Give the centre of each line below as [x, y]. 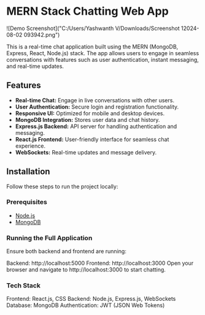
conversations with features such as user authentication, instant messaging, [103, 59]
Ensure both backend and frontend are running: [67, 251]
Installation [28, 172]
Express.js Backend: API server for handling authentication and [96, 126]
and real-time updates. [35, 66]
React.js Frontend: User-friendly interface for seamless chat [92, 139]
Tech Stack [24, 286]
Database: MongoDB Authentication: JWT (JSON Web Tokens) [86, 305]
